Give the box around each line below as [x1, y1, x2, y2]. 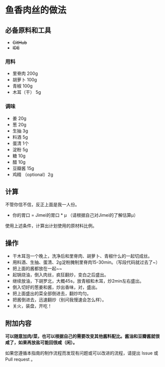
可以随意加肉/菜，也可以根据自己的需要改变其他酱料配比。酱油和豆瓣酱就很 [5, 333, 160, 340]
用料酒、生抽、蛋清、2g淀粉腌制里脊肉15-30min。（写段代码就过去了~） [12, 259, 161, 265]
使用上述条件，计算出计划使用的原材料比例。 [5, 223, 97, 229]
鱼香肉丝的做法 [5, 4, 67, 16]
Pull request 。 [5, 357, 36, 363]
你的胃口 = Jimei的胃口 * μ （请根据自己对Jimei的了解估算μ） [12, 212, 139, 218]
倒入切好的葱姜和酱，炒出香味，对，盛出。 [12, 284, 100, 290]
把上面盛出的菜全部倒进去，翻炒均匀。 [12, 291, 91, 297]
